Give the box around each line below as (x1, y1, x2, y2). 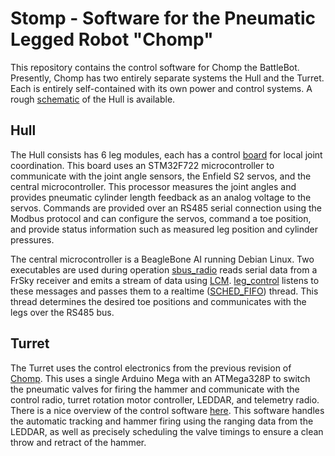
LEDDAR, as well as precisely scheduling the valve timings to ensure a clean (10, 425, 324, 437)
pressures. (10, 233, 55, 246)
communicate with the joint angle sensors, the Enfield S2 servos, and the (10, 170, 312, 182)
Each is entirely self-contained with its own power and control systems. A (10, 82, 313, 94)
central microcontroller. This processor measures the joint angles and (10, 180, 297, 192)
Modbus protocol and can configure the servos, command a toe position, (10, 212, 312, 224)
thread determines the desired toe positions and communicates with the (10, 295, 307, 307)
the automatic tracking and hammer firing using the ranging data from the (10, 415, 314, 427)
